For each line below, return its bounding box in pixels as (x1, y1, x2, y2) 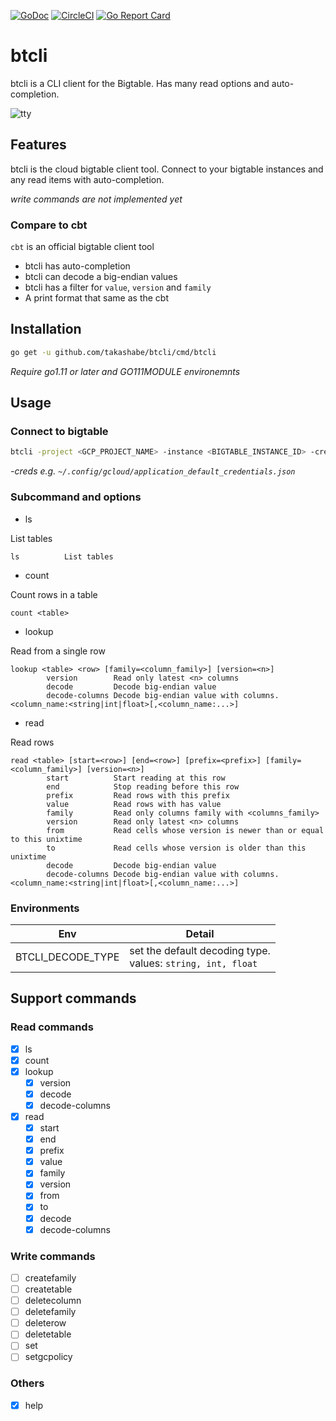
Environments (10, 901, 80, 915)
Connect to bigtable (10, 425, 109, 439)
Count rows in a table (10, 588, 98, 600)
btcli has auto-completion (24, 260, 131, 272)
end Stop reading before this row (46, 781, 240, 792)
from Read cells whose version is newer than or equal (46, 825, 325, 835)
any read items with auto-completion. (10, 173, 165, 185)
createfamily (24, 1271, 77, 1284)
